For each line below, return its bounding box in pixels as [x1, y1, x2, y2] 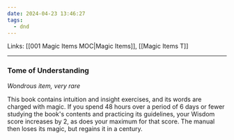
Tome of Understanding [7, 66, 89, 76]
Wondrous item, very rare [7, 81, 81, 90]
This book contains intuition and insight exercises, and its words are [7, 95, 202, 103]
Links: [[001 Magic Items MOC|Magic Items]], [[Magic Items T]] [7, 42, 189, 51]
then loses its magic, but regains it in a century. [7, 124, 143, 132]
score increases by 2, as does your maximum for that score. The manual [7, 117, 215, 125]
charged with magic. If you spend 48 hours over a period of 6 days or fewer [7, 102, 225, 111]
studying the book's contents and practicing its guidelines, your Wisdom [7, 110, 215, 118]
